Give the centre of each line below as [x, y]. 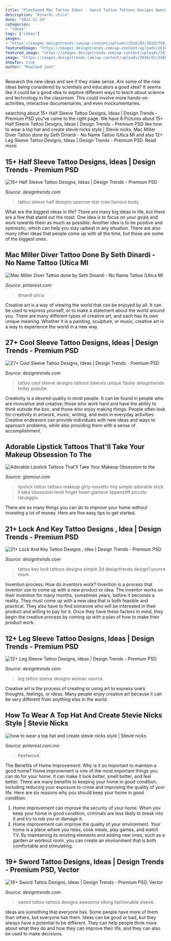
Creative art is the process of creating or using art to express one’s [75, 688]
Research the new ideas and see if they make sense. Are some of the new [83, 82]
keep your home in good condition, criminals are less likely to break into [88, 813]
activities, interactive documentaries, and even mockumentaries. [73, 103]
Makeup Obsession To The [48, 454]
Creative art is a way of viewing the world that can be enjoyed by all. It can [83, 305]
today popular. [33, 388]
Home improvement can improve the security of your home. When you [87, 808]
